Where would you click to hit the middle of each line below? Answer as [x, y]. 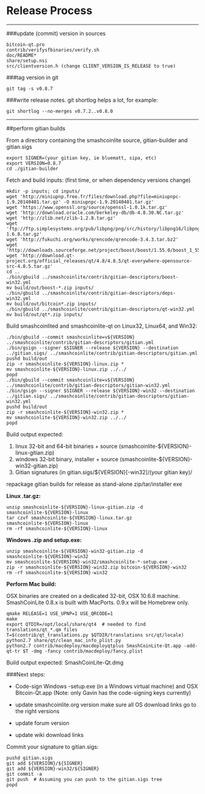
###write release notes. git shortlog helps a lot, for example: [82, 100]
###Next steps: [26, 674]
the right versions [37, 711]
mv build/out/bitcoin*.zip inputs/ [52, 304]
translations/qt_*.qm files [42, 630]
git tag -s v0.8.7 [30, 89]
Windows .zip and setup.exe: [44, 540]
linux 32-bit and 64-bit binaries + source [66, 446]
